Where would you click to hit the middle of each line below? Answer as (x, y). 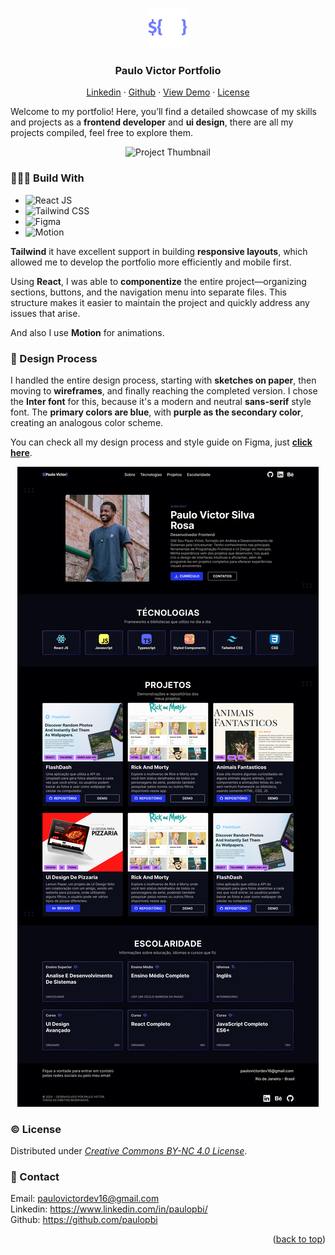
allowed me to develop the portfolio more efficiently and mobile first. (151, 262)
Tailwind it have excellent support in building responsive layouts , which (159, 251)
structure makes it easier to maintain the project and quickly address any (160, 302)
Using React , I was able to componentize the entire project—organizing (158, 281)
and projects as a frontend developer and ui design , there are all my (152, 122)
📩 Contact (35, 1177)
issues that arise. (45, 313)
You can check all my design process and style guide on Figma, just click (161, 442)
